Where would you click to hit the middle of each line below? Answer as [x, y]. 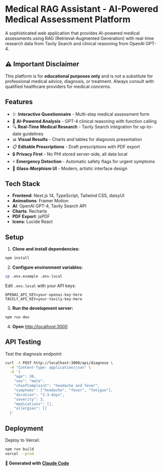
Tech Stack [23, 183]
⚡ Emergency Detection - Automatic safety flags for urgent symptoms [83, 161]
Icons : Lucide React [32, 222]
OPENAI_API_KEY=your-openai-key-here [44, 295]
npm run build [20, 449]
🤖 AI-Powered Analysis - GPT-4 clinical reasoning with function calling [84, 121]
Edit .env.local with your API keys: [41, 285]
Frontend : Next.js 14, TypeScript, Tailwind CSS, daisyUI [68, 195]
